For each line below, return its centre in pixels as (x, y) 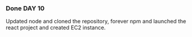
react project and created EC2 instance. (56, 27)
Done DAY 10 (25, 8)
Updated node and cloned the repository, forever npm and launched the (96, 21)
